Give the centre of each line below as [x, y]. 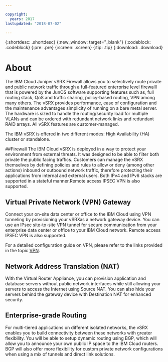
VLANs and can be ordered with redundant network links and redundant [79, 119]
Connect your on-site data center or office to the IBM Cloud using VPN [78, 214]
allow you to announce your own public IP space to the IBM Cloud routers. [82, 343]
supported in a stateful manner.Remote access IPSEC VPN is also [73, 181]
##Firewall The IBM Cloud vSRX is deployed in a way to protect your [76, 149]
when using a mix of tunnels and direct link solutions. [60, 354]
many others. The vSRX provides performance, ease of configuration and [81, 103]
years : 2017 [22, 19]
